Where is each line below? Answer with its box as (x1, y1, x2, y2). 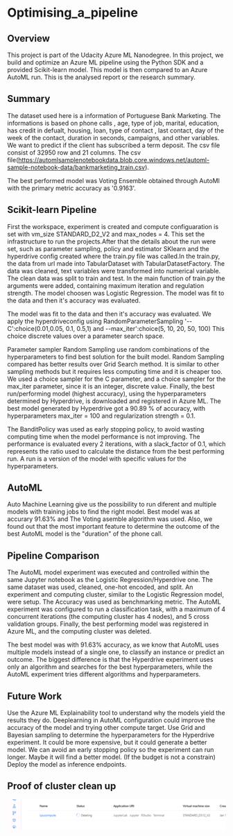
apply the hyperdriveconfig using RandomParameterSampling (7, 317, 184, 325)
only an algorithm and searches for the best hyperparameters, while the (7, 663, 213, 671)
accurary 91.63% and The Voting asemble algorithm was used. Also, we (7, 515, 213, 523)
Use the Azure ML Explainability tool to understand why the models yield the (7, 709, 225, 717)
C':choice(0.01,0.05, (7, 324, 64, 332)
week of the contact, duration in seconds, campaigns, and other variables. (7, 133, 220, 142)
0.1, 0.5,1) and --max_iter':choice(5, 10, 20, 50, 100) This (65, 324, 225, 332)
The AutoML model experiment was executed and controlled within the (7, 568, 210, 577)
